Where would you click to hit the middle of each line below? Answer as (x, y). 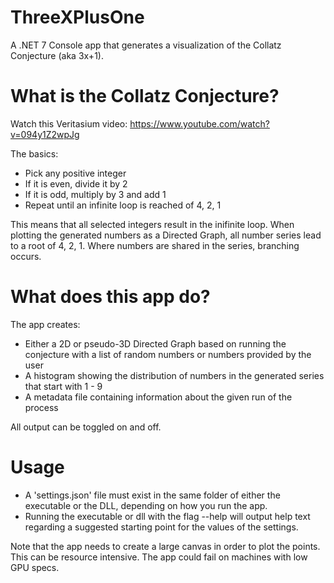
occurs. (26, 256)
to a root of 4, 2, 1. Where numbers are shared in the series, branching (155, 245)
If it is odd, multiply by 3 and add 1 (95, 194)
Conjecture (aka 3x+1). (57, 55)
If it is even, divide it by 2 (76, 183)
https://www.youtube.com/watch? (199, 123)
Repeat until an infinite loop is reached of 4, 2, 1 (123, 205)
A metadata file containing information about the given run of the (158, 397)
